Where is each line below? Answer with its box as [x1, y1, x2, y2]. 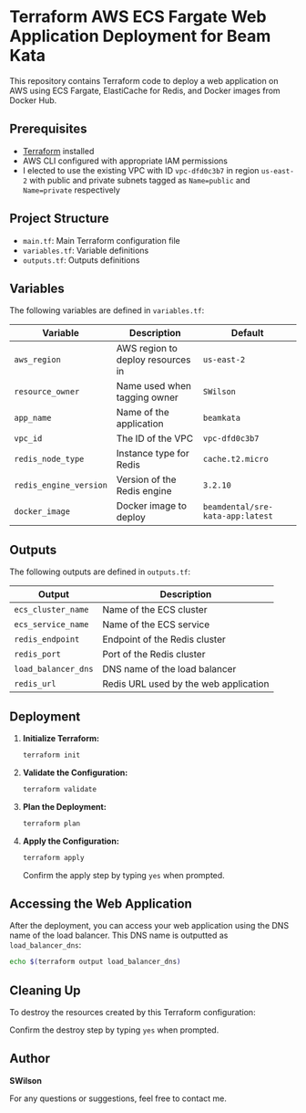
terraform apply [22, 853, 85, 862]
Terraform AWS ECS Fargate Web [9, 6, 267, 27]
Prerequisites [9, 121, 87, 137]
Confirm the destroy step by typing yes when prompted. [9, 1024, 219, 1035]
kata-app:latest [202, 511, 273, 521]
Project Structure [9, 211, 109, 226]
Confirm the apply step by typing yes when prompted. [22, 869, 225, 880]
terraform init [22, 751, 81, 760]
